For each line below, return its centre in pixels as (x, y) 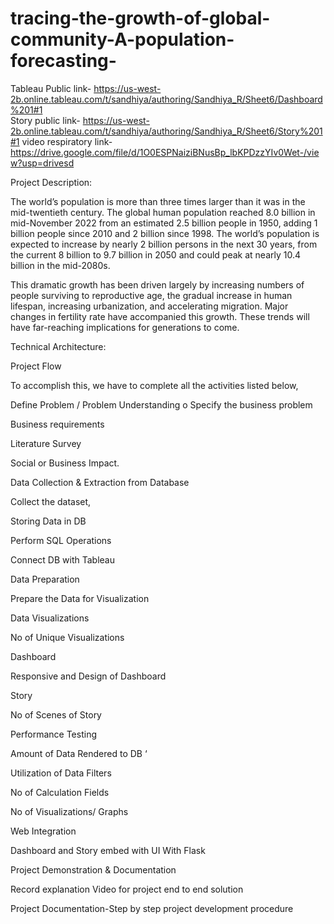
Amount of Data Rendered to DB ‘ (79, 753)
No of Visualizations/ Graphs (69, 811)
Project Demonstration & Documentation (93, 869)
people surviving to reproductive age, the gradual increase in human (151, 295)
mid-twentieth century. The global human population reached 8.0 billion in (163, 212)
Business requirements (57, 424)
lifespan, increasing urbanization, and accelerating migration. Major (149, 306)
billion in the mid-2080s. (60, 265)
